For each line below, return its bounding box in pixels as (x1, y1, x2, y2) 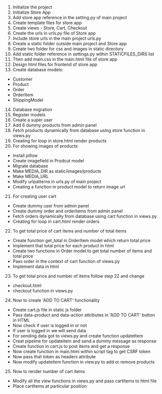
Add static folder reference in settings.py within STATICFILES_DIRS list (12, 51, 154, 57)
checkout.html (12, 283, 42, 289)
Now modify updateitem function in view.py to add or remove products (12, 359, 155, 365)
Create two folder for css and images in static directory (12, 46, 124, 52)
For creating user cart (12, 193, 57, 199)
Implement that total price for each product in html (12, 243, 114, 248)
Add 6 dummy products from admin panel (12, 122, 97, 128)
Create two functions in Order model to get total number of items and (12, 248, 152, 254)
